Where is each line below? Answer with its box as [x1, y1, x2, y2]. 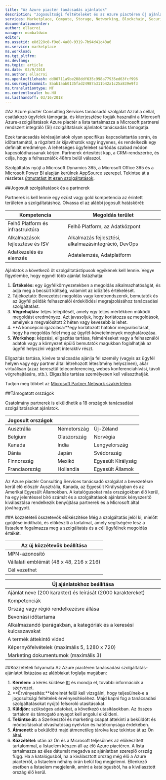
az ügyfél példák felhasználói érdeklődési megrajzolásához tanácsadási [12, 298, 159, 304]
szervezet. [12, 685, 34, 691]
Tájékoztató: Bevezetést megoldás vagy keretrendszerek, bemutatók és [12, 293, 158, 299]
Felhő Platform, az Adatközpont [67, 223, 141, 230]
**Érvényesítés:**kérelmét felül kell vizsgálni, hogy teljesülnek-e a [12, 690, 148, 696]
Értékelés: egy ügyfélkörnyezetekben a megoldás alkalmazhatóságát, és [12, 283, 161, 288]
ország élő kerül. [12, 769, 47, 775]
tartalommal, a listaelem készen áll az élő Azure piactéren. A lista [12, 743, 145, 749]
